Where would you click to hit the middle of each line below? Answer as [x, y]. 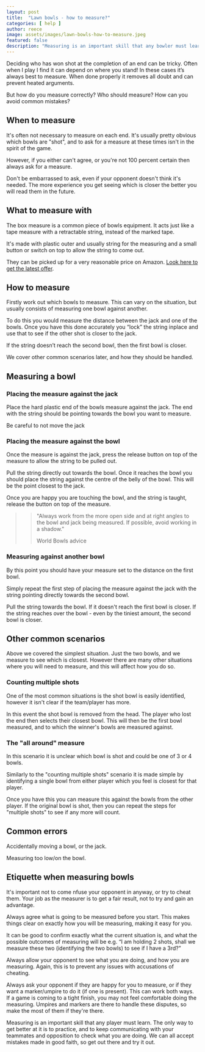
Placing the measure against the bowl [63, 441]
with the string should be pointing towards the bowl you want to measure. [99, 414]
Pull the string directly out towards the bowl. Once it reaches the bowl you [99, 473]
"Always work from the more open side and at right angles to [113, 516]
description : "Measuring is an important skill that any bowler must [97, 46]
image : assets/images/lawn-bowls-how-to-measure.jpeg [76, 35]
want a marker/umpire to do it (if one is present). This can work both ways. [100, 991]
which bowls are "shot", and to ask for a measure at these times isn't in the [100, 142]
